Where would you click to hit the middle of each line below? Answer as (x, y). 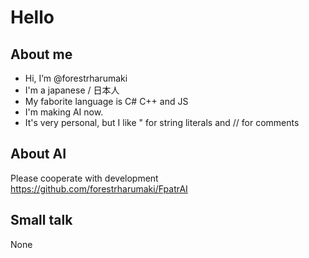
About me (41, 54)
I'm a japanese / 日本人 (72, 90)
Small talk (41, 220)
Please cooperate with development (84, 178)
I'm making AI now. (64, 112)
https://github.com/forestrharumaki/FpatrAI (99, 188)
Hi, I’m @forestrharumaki (76, 78)
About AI (38, 154)
